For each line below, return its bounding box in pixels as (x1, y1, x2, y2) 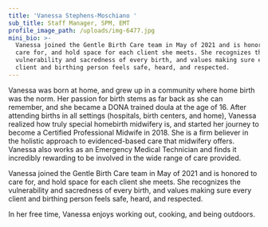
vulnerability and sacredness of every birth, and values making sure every (8, 185, 252, 195)
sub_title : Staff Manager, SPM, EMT (8, 19, 130, 27)
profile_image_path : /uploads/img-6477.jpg (8, 26, 156, 34)
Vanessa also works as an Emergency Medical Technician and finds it (8, 144, 237, 154)
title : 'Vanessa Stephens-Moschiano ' (8, 11, 137, 20)
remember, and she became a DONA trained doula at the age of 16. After (8, 102, 247, 112)
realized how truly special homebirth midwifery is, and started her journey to (8, 119, 259, 128)
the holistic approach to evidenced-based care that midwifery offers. (8, 136, 235, 146)
